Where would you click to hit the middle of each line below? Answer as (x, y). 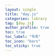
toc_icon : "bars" (23, 41)
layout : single (21, 9)
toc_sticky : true (23, 46)
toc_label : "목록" (23, 37)
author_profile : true (27, 28)
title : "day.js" (22, 14)
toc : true (15, 32)
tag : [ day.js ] (20, 23)
